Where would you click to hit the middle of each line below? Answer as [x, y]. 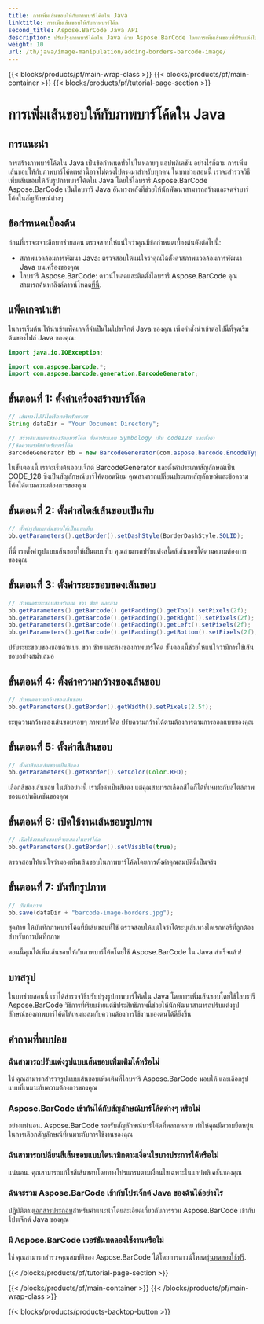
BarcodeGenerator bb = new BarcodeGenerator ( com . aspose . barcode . [117, 453]
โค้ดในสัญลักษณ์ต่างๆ [36, 198]
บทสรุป [22, 977]
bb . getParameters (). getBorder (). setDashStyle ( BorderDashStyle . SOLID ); [126, 536]
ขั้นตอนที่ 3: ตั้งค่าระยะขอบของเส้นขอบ [82, 585]
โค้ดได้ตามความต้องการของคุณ [48, 485]
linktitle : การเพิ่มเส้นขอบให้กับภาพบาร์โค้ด [64, 23]
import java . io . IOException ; [56, 352]
